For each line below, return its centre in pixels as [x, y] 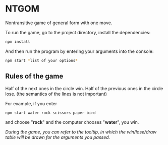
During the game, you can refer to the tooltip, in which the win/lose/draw [81, 132]
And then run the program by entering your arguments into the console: [79, 51]
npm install [18, 42]
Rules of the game [34, 76]
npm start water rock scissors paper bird [50, 113]
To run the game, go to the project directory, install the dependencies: [78, 32]
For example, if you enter [31, 103]
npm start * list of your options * [42, 60]
